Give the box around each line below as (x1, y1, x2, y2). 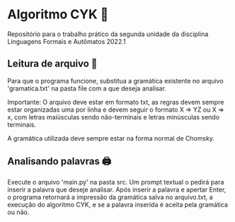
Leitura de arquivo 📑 (7, 58, 98, 70)
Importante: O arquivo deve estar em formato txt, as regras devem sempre (7, 98, 224, 106)
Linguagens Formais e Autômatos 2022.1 (7, 37, 126, 45)
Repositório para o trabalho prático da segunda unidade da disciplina (7, 30, 209, 38)
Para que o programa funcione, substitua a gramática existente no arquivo (7, 76, 224, 85)
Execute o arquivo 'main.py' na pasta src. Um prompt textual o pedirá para (7, 177, 224, 186)
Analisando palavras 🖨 (7, 156, 112, 168)
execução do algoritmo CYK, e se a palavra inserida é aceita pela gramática (7, 200, 229, 209)
